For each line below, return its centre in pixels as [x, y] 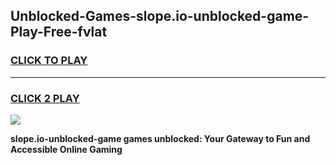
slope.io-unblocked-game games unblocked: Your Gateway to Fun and [160, 138]
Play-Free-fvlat [59, 32]
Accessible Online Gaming [66, 149]
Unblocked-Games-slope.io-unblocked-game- [160, 16]
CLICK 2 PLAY [45, 98]
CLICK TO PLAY [49, 61]
